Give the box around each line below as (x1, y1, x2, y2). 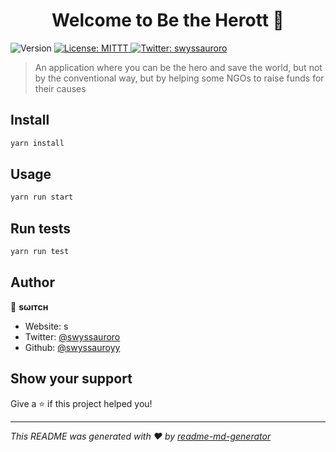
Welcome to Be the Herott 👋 (51, 9, 285, 32)
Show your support (10, 370, 133, 388)
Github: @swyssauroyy (24, 341, 121, 353)
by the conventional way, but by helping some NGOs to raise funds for (34, 72, 325, 84)
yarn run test (10, 247, 70, 257)
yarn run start (10, 192, 74, 203)
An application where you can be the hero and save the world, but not (34, 61, 323, 73)
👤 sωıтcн (10, 300, 49, 313)
